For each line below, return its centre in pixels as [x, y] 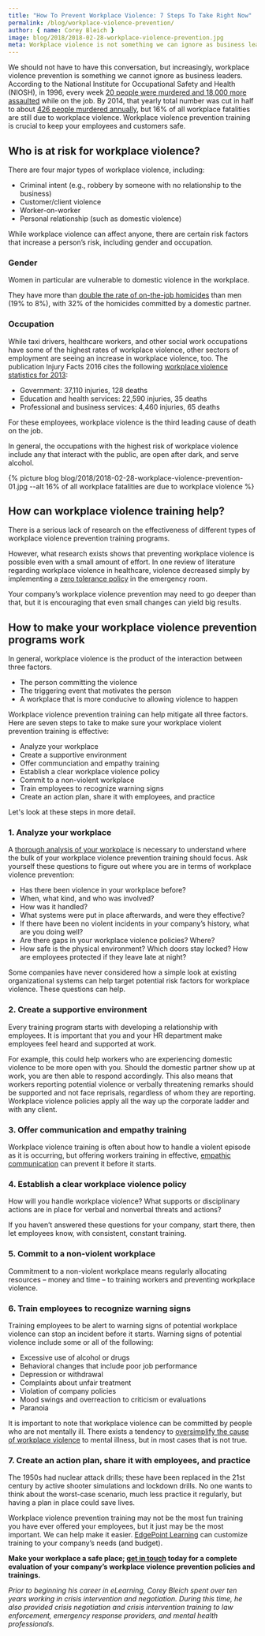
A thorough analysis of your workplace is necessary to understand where [127, 850]
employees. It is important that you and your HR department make [115, 1035]
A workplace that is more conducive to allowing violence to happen [129, 699]
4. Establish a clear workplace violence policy [97, 1184]
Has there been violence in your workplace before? [103, 890]
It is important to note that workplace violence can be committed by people [130, 1423]
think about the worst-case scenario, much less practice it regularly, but [125, 1494]
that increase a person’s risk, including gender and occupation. [110, 242]
